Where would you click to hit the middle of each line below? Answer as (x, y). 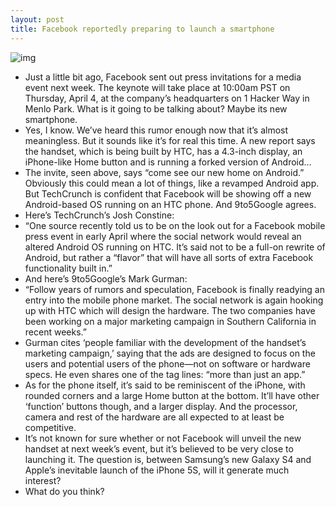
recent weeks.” (55, 332)
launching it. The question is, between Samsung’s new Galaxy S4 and (168, 459)
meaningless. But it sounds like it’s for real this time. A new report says (170, 140)
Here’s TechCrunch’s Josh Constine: (99, 215)
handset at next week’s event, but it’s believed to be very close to (159, 448)
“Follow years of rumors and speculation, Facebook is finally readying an (174, 289)
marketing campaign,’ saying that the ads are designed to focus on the (170, 353)
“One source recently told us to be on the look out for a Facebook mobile (175, 225)
